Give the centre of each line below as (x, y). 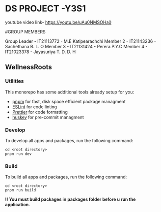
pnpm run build (21, 190)
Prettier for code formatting (40, 112)
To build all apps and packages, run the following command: (66, 177)
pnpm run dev (18, 154)
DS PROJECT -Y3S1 (45, 9)
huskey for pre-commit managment (48, 117)
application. (18, 205)
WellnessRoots (29, 67)
